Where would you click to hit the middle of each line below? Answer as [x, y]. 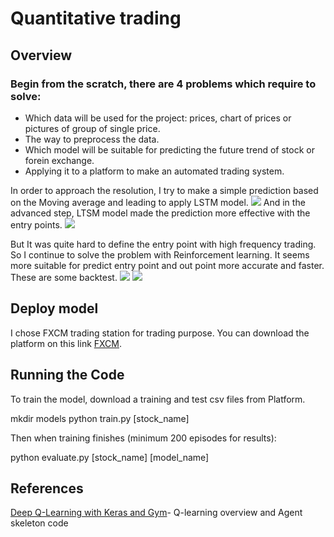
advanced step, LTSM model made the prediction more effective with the [160, 213]
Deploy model [54, 308]
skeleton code [39, 523]
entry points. [36, 224]
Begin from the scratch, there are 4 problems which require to [163, 84]
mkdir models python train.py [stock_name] [100, 418]
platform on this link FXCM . [66, 343]
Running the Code [67, 375]
